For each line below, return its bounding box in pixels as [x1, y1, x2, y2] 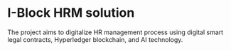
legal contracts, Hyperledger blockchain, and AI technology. [7, 35, 183, 43]
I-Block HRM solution [7, 5, 135, 21]
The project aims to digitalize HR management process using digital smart [7, 28, 224, 36]
